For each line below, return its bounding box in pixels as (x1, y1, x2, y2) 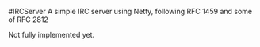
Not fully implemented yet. (8, 31, 95, 39)
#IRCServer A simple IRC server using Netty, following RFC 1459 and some (8, 7, 253, 16)
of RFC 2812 (8, 15, 49, 24)
